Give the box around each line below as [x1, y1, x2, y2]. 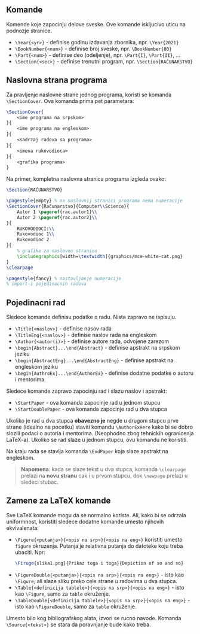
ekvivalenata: [6, 524, 39, 532]
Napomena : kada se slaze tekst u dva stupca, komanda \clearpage [20, 466, 186, 473]
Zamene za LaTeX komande [6, 496, 111, 506]
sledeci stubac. [20, 478, 59, 486]
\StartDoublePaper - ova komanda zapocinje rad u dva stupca [14, 405, 167, 412]
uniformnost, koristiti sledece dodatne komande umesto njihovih [6, 518, 164, 525]
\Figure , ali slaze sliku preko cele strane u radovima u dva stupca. [14, 577, 178, 584]
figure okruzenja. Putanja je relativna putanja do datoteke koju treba [14, 542, 183, 550]
